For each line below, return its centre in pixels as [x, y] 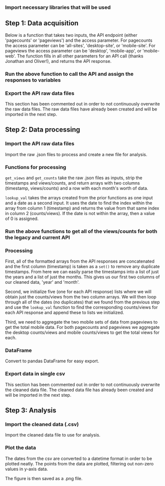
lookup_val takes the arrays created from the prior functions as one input [79, 197]
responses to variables [33, 80]
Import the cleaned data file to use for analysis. [53, 435]
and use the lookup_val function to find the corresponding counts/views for [82, 307]
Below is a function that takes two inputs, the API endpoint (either [71, 35]
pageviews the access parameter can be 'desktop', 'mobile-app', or [73, 51]
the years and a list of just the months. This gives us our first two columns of [82, 277]
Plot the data [21, 448]
